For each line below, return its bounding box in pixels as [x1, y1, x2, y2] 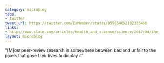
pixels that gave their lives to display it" [5, 52, 84, 58]
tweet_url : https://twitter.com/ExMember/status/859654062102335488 [5, 20, 147, 26]
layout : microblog [5, 34, 42, 39]
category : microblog [5, 7, 47, 12]
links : [5, 25, 19, 30]
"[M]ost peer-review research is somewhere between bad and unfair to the [5, 47, 156, 53]
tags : [5, 12, 16, 16]
